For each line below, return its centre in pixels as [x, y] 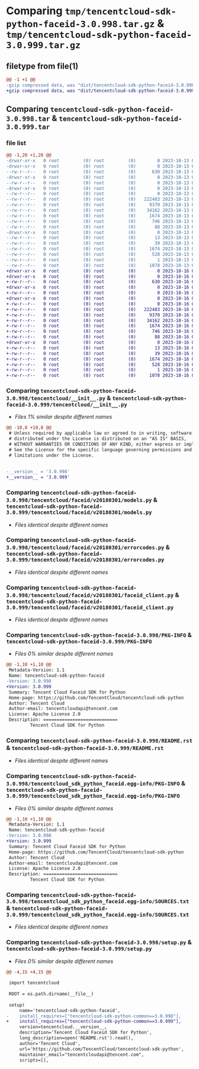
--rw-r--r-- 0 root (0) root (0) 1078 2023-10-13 [98, 265]
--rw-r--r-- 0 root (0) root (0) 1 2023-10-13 [98, 260]
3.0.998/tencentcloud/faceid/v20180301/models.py [79, 500]
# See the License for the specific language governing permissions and [100, 450]
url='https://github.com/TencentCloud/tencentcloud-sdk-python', [102, 1049]
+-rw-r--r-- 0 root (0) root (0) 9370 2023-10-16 [98, 315]
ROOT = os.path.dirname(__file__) [51, 994]
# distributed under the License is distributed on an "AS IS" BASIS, [97, 439]
